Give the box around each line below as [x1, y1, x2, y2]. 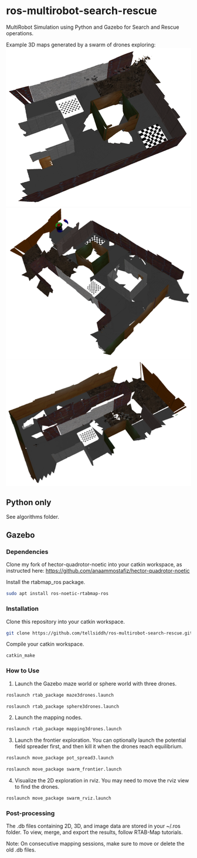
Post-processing [6, 809, 55, 817]
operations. [6, 29, 34, 36]
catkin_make [6, 653, 35, 658]
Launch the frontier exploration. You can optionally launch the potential [14, 737, 186, 744]
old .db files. [6, 846, 36, 853]
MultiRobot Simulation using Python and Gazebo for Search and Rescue [6, 23, 179, 31]
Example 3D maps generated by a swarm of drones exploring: [6, 41, 156, 48]
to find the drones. [14, 783, 60, 791]
